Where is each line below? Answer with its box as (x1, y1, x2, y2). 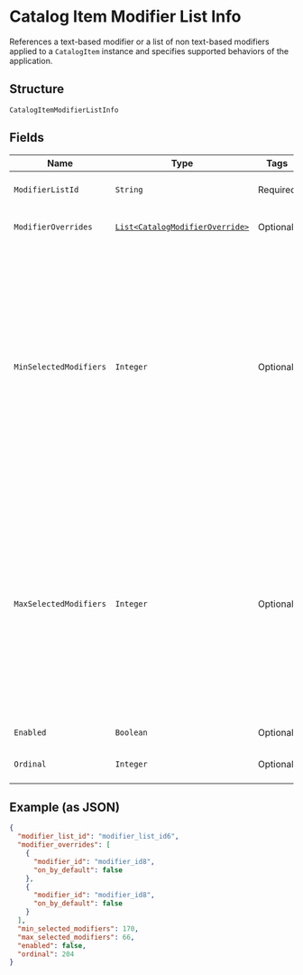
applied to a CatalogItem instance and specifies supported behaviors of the (9, 45, 289, 56)
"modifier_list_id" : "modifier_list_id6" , (17, 832, 179, 841)
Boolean (115, 727, 148, 738)
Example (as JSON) (9, 799, 120, 814)
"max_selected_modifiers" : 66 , (17, 933, 135, 942)
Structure (9, 81, 65, 97)
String (115, 184, 143, 195)
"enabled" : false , (17, 941, 87, 950)
